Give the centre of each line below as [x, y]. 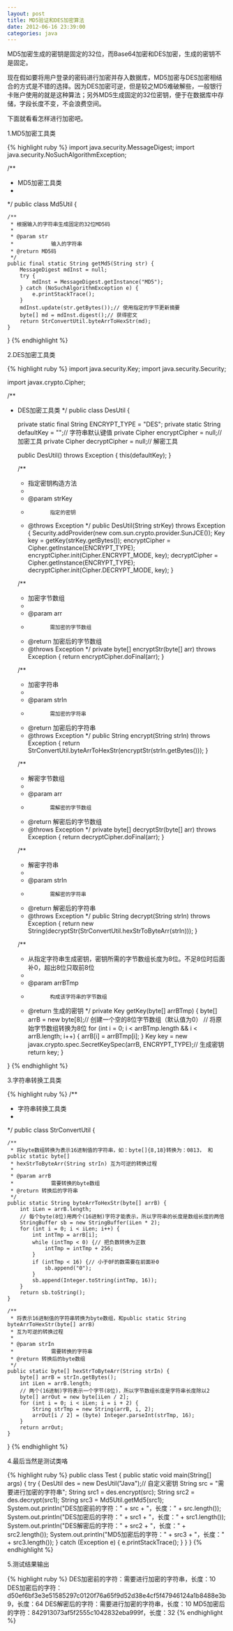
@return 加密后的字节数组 [65, 641]
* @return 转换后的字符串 [44, 1191]
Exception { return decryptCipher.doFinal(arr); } [96, 837]
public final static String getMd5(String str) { [81, 264]
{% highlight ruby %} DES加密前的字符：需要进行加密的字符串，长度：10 [112, 1579]
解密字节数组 [46, 778]
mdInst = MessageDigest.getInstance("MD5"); [98, 282]
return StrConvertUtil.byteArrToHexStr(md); [85, 321]
